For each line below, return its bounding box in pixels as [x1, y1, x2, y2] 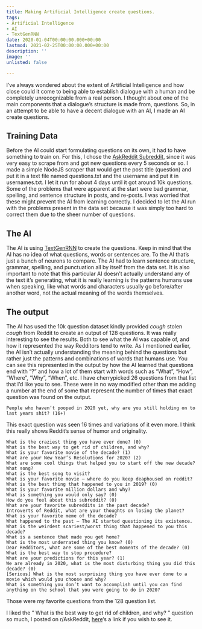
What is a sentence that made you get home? [6, 534, 120, 540]
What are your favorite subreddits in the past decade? [6, 502, 150, 508]
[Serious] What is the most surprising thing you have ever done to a [6, 571, 188, 577]
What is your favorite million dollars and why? [6, 487, 131, 493]
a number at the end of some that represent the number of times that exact [6, 387, 193, 394]
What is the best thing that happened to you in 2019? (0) [6, 481, 158, 487]
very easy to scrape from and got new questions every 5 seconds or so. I [6, 159, 188, 167]
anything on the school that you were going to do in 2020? [6, 587, 161, 593]
